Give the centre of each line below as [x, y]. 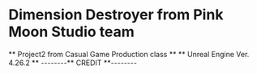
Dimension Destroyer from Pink [116, 15]
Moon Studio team [72, 32]
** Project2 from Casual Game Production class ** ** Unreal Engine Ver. [129, 54]
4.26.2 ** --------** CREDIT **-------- [73, 63]
